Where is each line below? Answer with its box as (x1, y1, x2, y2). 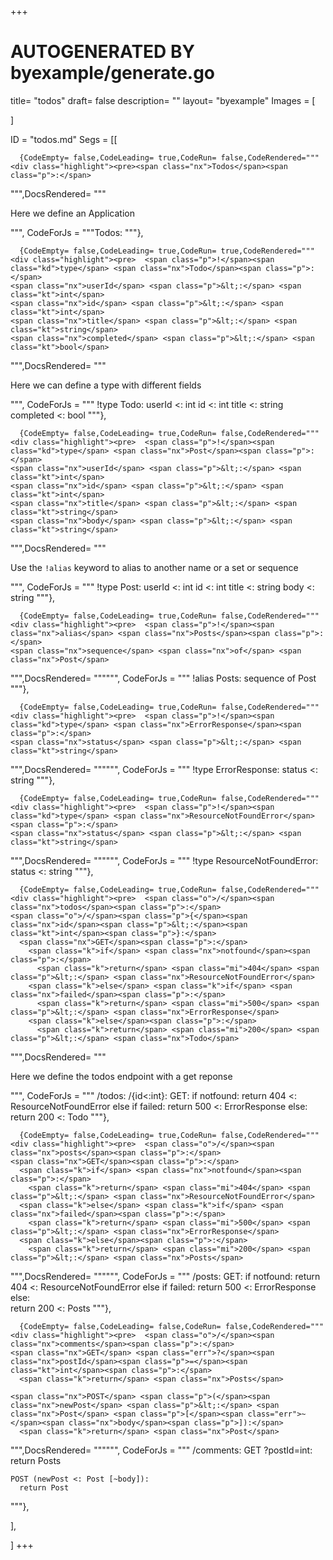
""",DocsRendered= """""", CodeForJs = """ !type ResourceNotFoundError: (10, 854, 319, 866)
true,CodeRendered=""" (220, 246, 315, 256)
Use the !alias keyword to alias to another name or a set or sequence (10, 561, 299, 573)
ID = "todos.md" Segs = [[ (10, 133, 118, 145)
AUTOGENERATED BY (10, 41, 195, 63)
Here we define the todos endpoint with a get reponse (10, 1070, 233, 1082)
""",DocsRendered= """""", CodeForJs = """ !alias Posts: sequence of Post (10, 672, 317, 684)
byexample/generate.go (10, 62, 216, 85)
